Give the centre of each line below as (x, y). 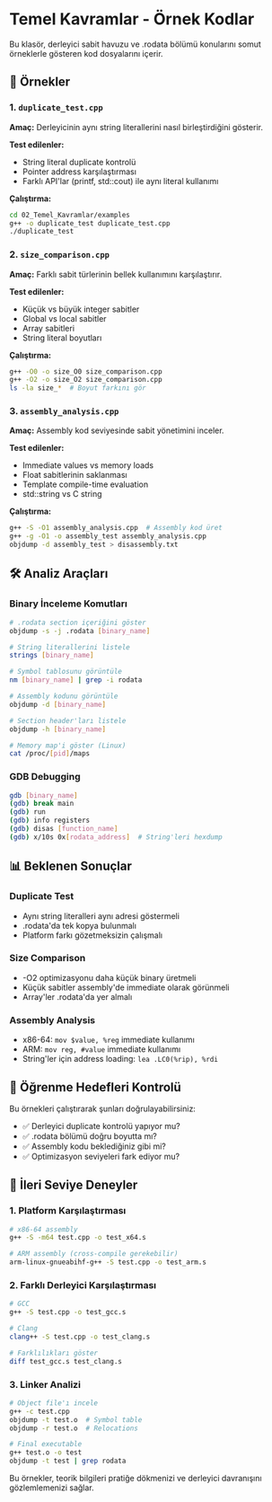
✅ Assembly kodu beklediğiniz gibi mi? (94, 1146)
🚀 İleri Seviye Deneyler (74, 1185)
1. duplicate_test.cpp (56, 108)
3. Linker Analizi (45, 1384)
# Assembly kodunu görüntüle (64, 696)
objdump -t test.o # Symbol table (76, 1419)
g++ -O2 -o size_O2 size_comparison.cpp (86, 380)
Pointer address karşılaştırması (79, 172)
